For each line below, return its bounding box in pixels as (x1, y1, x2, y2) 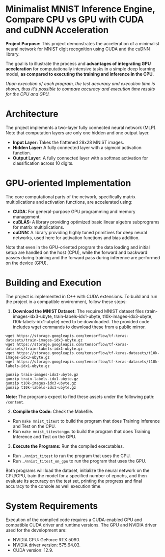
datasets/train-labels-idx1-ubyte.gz (5, 346, 83, 351)
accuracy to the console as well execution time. (5, 483, 102, 489)
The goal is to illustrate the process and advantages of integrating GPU (5, 61, 151, 66)
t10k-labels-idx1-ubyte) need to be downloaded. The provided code (12, 318, 150, 324)
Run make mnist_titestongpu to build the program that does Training (12, 428, 151, 434)
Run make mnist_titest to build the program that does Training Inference (12, 418, 160, 424)
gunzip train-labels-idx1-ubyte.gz (5, 376, 79, 381)
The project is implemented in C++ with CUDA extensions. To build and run (5, 293, 158, 299)
